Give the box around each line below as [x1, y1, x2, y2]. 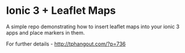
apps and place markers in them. [6, 29, 85, 36]
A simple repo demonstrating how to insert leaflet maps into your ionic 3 [6, 23, 180, 30]
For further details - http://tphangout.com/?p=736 [6, 40, 126, 47]
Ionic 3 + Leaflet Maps [6, 4, 116, 17]
